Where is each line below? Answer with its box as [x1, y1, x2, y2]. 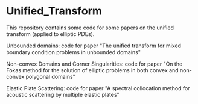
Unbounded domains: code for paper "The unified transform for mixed [6, 42, 181, 49]
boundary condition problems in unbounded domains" [6, 48, 141, 55]
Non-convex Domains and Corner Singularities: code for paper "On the [6, 60, 183, 67]
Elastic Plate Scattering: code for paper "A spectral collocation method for [6, 84, 190, 91]
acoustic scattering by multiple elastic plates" [6, 91, 120, 98]
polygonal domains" [25, 73, 75, 80]
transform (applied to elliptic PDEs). [6, 30, 95, 37]
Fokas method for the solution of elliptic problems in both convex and [6, 66, 179, 73]
